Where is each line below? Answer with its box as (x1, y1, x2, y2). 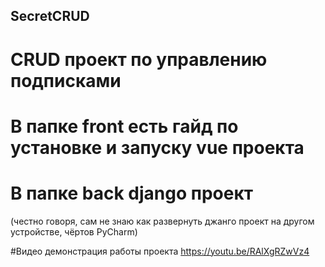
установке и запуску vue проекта (10, 136, 305, 159)
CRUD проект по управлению (10, 48, 268, 71)
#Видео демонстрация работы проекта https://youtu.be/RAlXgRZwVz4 (10, 245, 310, 257)
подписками (10, 69, 122, 92)
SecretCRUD (10, 8, 90, 25)
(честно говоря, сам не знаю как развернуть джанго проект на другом (10, 215, 315, 227)
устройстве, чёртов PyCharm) (10, 225, 138, 238)
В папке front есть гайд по (10, 115, 239, 138)
